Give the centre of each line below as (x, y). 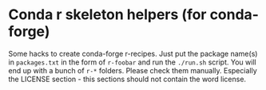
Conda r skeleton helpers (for (107, 15)
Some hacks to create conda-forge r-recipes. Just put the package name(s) (133, 53)
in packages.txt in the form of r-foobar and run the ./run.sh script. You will (133, 62)
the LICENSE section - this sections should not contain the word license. (127, 79)
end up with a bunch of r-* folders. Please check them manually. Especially (133, 70)
